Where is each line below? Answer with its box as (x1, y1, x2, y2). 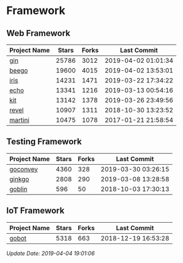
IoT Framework (6, 206, 65, 216)
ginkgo (9, 175, 29, 183)
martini (9, 116, 29, 124)
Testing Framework (6, 137, 82, 147)
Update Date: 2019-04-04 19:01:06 (6, 250, 95, 257)
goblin (9, 184, 28, 193)
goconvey (9, 165, 39, 173)
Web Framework (6, 28, 70, 38)
